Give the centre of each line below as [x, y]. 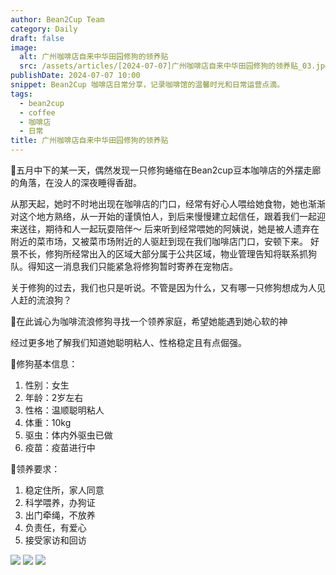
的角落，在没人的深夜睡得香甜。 [76, 182]
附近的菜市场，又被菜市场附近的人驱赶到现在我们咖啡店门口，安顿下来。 [159, 241]
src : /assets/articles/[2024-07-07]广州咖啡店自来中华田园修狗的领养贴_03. [168, 66]
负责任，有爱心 [55, 527]
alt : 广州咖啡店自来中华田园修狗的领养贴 [94, 57]
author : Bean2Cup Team [57, 19]
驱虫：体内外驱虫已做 [68, 435]
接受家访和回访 [55, 540]
